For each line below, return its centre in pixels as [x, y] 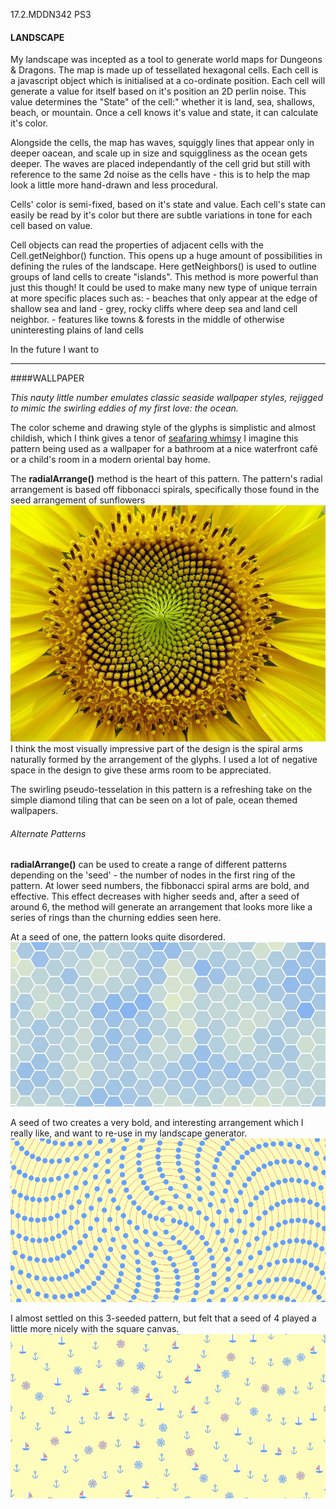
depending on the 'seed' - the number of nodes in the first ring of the [153, 875]
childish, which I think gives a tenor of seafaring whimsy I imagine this [154, 438]
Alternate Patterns [48, 833]
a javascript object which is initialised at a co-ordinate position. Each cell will [168, 81]
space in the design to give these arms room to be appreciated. [141, 770]
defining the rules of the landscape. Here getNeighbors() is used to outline [163, 266]
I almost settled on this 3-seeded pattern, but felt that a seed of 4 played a [163, 1318]
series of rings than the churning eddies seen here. [116, 918]
